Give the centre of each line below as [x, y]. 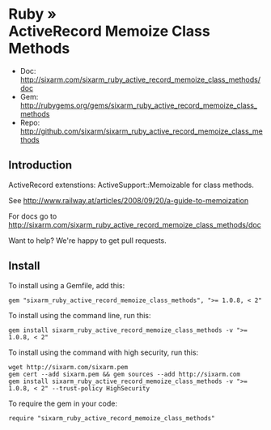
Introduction [40, 166]
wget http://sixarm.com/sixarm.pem [68, 367]
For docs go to [33, 216]
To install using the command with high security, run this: [104, 352]
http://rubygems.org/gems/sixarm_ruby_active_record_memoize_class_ [138, 105]
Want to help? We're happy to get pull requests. [88, 241]
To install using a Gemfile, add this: [67, 285]
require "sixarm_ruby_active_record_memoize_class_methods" [112, 418]
